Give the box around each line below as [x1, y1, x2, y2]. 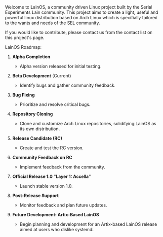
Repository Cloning [12, 111, 53, 117]
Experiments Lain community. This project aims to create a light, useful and [5, 9, 159, 15]
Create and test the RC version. [19, 145, 84, 151]
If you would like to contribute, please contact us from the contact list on [5, 30, 153, 35]
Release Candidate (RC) [12, 135, 63, 141]
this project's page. [5, 34, 44, 40]
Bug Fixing [12, 92, 35, 98]
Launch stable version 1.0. [19, 183, 73, 189]
